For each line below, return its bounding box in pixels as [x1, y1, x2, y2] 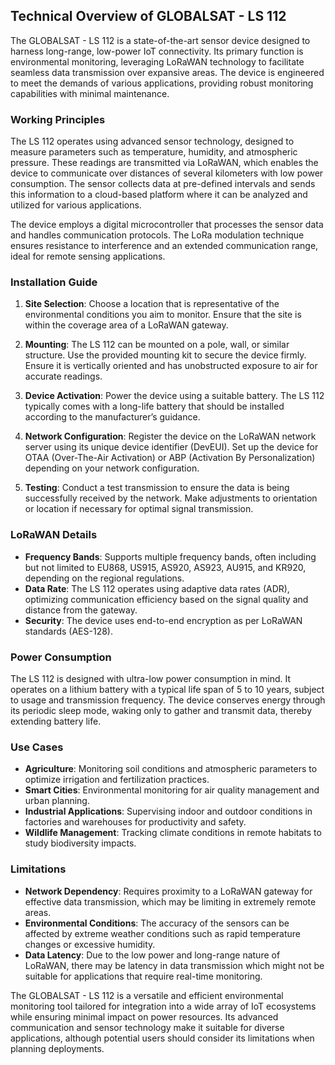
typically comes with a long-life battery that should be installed [24, 400, 285, 413]
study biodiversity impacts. [24, 837, 137, 849]
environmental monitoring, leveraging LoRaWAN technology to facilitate [10, 55, 305, 68]
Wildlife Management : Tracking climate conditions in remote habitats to [24, 827, 322, 839]
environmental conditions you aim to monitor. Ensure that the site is [24, 309, 302, 321]
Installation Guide [10, 275, 98, 289]
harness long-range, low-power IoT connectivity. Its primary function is [10, 45, 304, 57]
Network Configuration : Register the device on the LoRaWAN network [24, 430, 317, 443]
